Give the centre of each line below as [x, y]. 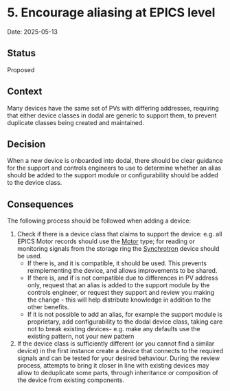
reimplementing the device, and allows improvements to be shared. [122, 271]
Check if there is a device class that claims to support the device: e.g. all [119, 234]
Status [22, 53]
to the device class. [35, 183]
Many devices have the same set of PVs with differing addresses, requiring [113, 108]
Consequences [41, 204]
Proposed [21, 69]
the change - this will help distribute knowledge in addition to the [119, 300]
